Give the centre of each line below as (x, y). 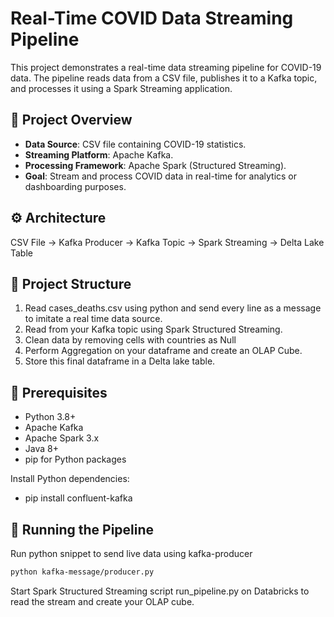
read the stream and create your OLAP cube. (102, 601)
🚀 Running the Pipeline (82, 529)
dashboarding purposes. (75, 186)
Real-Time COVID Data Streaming (152, 18)
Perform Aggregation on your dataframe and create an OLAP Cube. (163, 351)
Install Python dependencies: (70, 479)
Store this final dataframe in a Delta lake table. (120, 361)
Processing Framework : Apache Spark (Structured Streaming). (155, 165)
